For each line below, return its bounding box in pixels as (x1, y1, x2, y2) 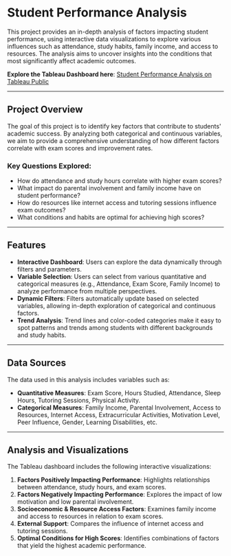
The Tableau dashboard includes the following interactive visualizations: (7, 463, 212, 471)
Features (7, 239, 46, 252)
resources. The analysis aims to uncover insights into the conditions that (7, 49, 212, 58)
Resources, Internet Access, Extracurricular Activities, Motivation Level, (16, 410, 220, 419)
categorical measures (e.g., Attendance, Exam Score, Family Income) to (16, 280, 221, 288)
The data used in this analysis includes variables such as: (7, 375, 170, 383)
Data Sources (7, 357, 67, 369)
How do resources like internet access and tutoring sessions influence (16, 199, 217, 207)
